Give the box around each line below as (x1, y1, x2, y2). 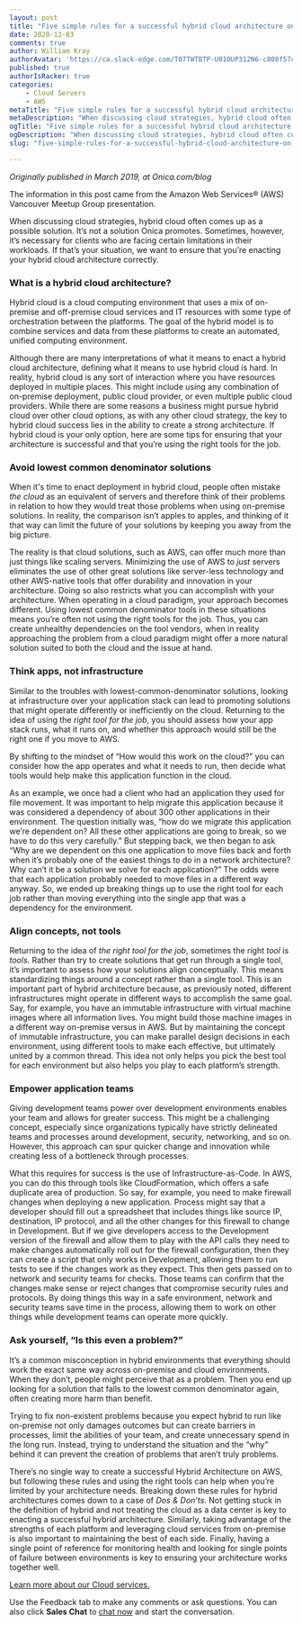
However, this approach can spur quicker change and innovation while (9, 1141, 271, 1152)
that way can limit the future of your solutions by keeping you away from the (9, 519, 292, 531)
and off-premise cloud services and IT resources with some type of (40, 307, 292, 318)
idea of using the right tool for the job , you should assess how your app (9, 714, 274, 725)
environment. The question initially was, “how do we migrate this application (9, 816, 292, 826)
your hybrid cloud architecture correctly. (9, 254, 159, 265)
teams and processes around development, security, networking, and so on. (9, 1132, 292, 1142)
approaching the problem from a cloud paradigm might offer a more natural (9, 633, 289, 644)
